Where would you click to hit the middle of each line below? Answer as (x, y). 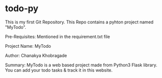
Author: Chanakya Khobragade (36, 55)
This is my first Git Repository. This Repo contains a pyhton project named (79, 22)
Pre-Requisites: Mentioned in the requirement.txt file (58, 37)
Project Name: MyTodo (28, 46)
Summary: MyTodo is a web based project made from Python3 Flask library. (81, 65)
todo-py (22, 9)
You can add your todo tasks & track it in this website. (59, 70)
